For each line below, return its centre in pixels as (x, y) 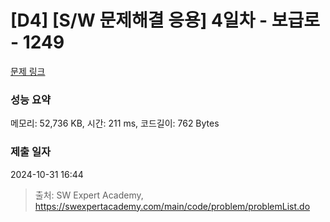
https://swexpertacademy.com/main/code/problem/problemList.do (172, 206)
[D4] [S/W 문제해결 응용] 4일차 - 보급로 (165, 20)
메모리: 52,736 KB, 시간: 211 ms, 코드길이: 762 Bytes (115, 123)
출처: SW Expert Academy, (89, 195)
